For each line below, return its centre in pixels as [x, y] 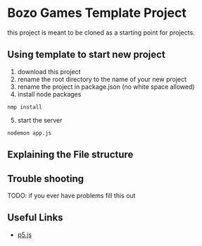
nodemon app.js [30, 133]
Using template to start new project [86, 55]
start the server [40, 120]
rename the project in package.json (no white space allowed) [106, 87]
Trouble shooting [46, 179]
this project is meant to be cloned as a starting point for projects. [101, 32]
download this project [49, 71]
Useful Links [35, 217]
